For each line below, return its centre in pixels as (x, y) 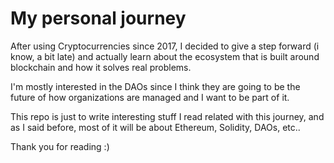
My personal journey (98, 18)
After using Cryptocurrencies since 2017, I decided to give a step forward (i (165, 46)
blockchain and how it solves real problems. (101, 67)
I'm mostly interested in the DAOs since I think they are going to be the (155, 86)
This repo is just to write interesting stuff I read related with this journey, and (167, 116)
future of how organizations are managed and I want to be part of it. (150, 97)
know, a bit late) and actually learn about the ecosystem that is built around (165, 56)
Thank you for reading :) (60, 146)
